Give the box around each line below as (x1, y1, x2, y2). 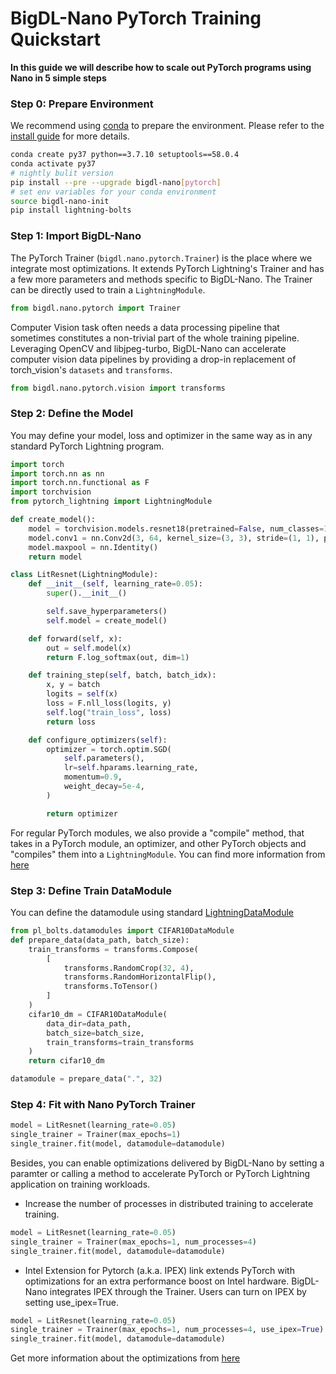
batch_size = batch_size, (46, 1028, 145, 1038)
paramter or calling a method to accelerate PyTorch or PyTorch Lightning (10, 1167, 311, 1179)
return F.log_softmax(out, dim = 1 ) (46, 652, 190, 662)
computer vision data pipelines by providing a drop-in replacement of (10, 353, 297, 365)
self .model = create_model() (46, 615, 168, 626)
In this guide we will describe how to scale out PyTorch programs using (10, 61, 312, 73)
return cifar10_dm (28, 1056, 105, 1066)
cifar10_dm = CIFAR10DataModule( (28, 1009, 168, 1019)
